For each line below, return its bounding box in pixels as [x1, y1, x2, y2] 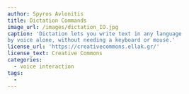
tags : [7, 69, 23, 76]
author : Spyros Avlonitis [7, 10, 84, 18]
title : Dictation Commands [7, 17, 87, 24]
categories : [7, 57, 42, 64]
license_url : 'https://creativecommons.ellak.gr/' [7, 43, 160, 50]
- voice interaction [13, 63, 74, 70]
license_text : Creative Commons [7, 50, 103, 57]
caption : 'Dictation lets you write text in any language [7, 30, 182, 37]
